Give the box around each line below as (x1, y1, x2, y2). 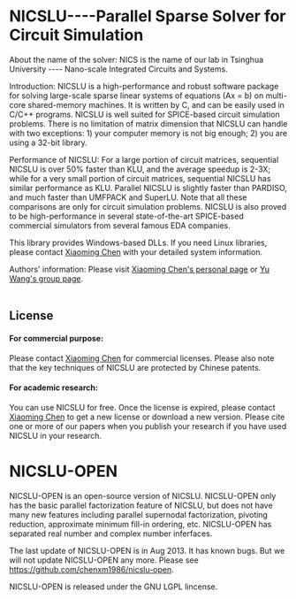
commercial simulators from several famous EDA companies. (9, 219, 231, 231)
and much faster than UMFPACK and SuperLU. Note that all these (9, 192, 247, 203)
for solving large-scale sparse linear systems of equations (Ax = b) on (9, 90, 264, 101)
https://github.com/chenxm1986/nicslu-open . (9, 564, 174, 574)
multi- (265, 90, 287, 101)
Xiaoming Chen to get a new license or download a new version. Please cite (9, 411, 285, 422)
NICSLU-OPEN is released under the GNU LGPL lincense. (9, 581, 218, 592)
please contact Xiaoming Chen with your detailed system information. (9, 246, 263, 257)
